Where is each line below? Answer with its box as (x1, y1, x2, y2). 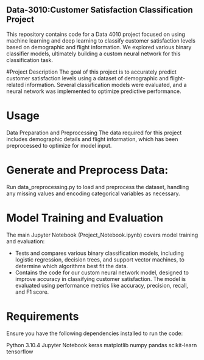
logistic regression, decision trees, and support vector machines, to (15, 255, 185, 263)
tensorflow (6, 348, 33, 355)
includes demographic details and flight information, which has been (6, 135, 178, 142)
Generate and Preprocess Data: (6, 163, 169, 177)
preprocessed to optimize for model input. (6, 142, 112, 149)
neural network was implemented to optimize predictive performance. (6, 88, 181, 95)
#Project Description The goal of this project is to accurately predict (6, 68, 177, 75)
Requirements (6, 310, 79, 323)
